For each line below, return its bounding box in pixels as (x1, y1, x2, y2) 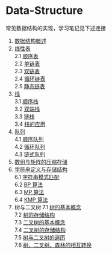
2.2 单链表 (14, 60, 40, 67)
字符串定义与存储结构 (14, 166, 67, 173)
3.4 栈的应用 (14, 120, 46, 128)
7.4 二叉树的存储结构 (14, 226, 66, 233)
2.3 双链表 (14, 67, 40, 74)
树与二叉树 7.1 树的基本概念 (14, 203, 82, 210)
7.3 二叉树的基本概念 (14, 218, 66, 226)
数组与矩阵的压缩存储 (14, 158, 67, 165)
